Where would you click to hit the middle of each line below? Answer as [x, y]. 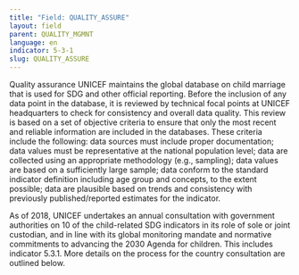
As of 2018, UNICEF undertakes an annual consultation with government [142, 216]
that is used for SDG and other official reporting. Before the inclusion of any [148, 94]
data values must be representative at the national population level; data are [149, 151]
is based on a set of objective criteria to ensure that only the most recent [143, 122]
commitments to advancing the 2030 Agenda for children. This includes [141, 244]
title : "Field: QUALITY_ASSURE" [69, 17]
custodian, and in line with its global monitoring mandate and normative [141, 234]
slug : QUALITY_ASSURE [50, 59]
